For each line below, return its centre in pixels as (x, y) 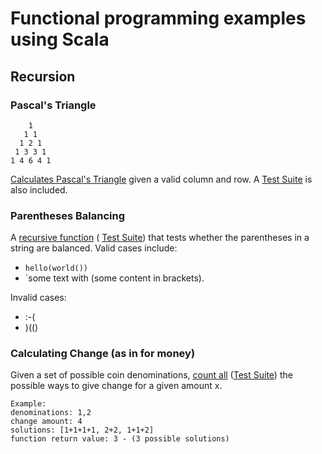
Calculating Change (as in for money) (103, 354)
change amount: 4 (46, 422)
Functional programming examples (158, 18)
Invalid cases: (38, 298)
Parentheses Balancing (68, 215)
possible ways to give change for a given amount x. (116, 386)
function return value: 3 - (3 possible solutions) (120, 439)
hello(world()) (56, 268)
